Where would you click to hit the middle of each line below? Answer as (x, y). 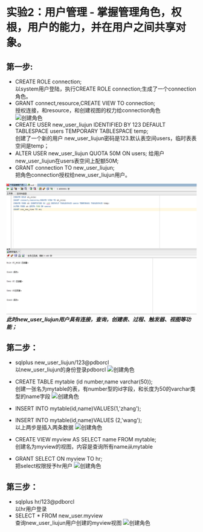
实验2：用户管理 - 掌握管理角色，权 (94, 12)
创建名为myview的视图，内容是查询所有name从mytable (84, 447)
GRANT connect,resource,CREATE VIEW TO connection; (85, 103)
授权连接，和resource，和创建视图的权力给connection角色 (88, 110)
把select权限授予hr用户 (44, 466)
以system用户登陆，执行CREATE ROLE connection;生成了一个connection (105, 89)
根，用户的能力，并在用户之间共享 (91, 27)
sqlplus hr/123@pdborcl (44, 502)
